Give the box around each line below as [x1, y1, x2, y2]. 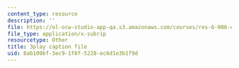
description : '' [7, 17, 55, 24]
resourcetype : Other [7, 37, 69, 44]
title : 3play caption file [7, 43, 87, 50]
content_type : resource [7, 10, 78, 18]
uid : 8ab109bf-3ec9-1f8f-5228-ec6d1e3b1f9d [7, 50, 139, 57]
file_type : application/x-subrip [7, 30, 107, 38]
